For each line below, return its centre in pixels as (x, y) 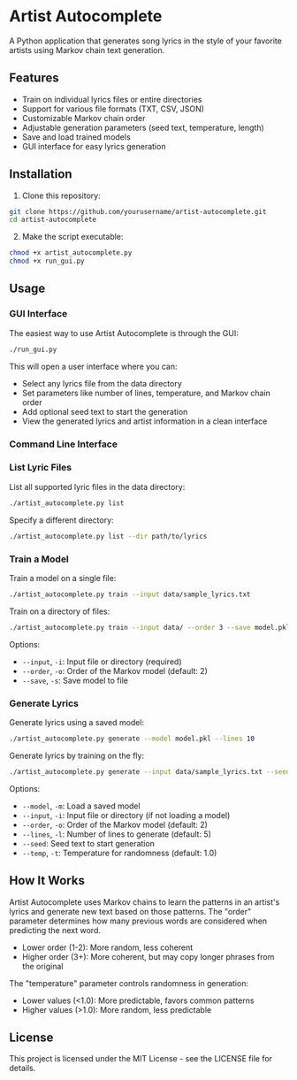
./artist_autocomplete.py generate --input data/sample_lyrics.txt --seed (150, 771)
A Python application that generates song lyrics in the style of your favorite (146, 41)
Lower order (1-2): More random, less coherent (107, 947)
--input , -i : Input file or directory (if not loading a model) (126, 815)
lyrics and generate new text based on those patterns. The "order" (130, 911)
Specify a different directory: (61, 520)
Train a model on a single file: (63, 578)
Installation (41, 174)
